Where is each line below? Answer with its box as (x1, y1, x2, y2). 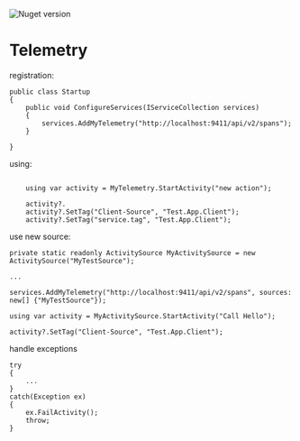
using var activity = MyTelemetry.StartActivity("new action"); (25, 183, 272, 193)
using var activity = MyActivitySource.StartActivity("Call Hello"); (9, 311, 277, 320)
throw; (25, 416, 50, 425)
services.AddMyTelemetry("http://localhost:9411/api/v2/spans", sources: (9, 288, 293, 297)
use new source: (9, 231, 71, 242)
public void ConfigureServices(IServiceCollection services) (25, 103, 259, 112)
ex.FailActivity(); (25, 408, 99, 417)
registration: (9, 69, 54, 80)
